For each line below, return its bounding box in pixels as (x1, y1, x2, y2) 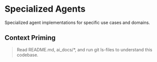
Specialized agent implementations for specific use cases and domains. (4, 20, 151, 25)
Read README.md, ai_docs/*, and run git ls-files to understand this (16, 46, 153, 52)
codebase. (16, 52, 39, 58)
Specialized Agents (4, 3, 86, 15)
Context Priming (4, 34, 56, 42)
